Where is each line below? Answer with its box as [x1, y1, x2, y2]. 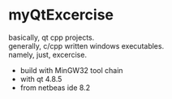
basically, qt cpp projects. [8, 32, 95, 42]
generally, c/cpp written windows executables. [8, 41, 165, 50]
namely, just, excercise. [8, 49, 88, 59]
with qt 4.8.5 [19, 74, 62, 84]
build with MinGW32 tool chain [19, 65, 123, 75]
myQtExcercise [8, 6, 114, 24]
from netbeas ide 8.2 [19, 83, 91, 93]
